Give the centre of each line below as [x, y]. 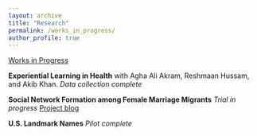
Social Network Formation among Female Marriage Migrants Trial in [122, 99]
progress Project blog [44, 108]
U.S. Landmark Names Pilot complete [70, 123]
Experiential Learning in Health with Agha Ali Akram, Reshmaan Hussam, [129, 76]
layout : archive [35, 16]
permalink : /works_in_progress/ [62, 30]
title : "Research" [39, 23]
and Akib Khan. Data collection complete [75, 84]
